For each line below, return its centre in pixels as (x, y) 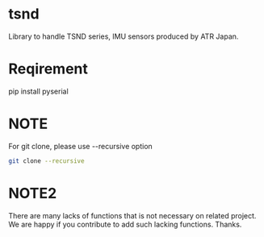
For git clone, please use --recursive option (81, 146)
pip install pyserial (38, 91)
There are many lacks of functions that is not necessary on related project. (132, 215)
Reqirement (48, 69)
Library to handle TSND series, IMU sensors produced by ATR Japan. (124, 36)
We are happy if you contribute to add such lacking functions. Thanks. (125, 224)
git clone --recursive (46, 161)
